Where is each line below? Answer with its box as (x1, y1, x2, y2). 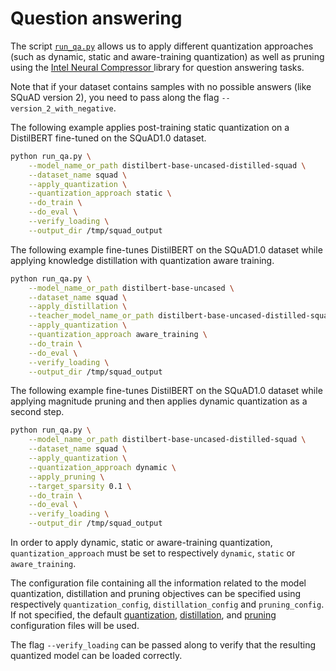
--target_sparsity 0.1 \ (28, 481, 132, 491)
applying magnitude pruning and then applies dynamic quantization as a (10, 395, 308, 407)
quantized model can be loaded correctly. (10, 650, 183, 662)
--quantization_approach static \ (28, 188, 172, 199)
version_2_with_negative (10, 103, 114, 114)
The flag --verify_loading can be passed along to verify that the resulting (10, 639, 317, 651)
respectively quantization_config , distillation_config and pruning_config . (10, 598, 325, 611)
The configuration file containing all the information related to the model (10, 577, 307, 589)
